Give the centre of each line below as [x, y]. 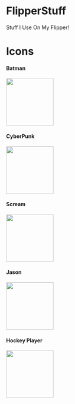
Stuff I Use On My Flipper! [38, 27]
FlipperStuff [36, 11]
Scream [16, 204]
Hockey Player [24, 340]
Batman [16, 68]
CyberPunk [20, 136]
